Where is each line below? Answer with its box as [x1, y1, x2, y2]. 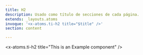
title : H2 [5, 7, 26, 12]
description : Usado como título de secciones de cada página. [5, 12, 139, 17]
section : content [5, 26, 42, 31]
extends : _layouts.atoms [5, 16, 58, 21]
